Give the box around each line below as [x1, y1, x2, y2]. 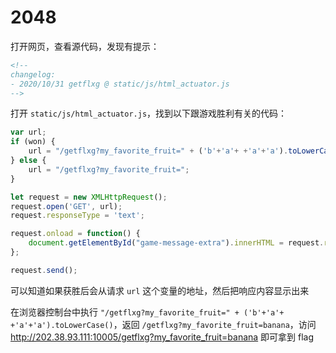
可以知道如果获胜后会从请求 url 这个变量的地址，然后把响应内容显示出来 [10, 284, 310, 296]
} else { [10, 156, 47, 166]
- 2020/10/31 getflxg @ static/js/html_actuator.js [10, 79, 230, 89]
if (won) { [10, 137, 56, 147]
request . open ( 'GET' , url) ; [10, 201, 123, 211]
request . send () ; [10, 265, 78, 275]
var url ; [10, 127, 47, 138]
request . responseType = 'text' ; [10, 211, 145, 221]
